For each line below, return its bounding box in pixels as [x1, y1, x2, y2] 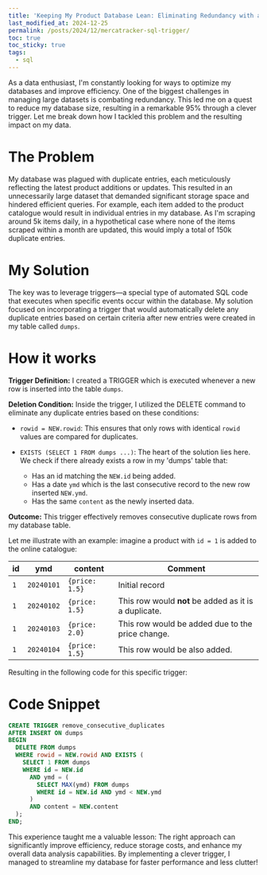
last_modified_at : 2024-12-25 [8, 19, 109, 27]
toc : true [8, 33, 41, 42]
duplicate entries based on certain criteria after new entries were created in [8, 313, 256, 322]
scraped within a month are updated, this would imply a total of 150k [8, 224, 232, 235]
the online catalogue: [8, 544, 78, 554]
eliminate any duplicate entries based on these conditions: [8, 407, 199, 418]
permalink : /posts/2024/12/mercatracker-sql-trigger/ [8, 26, 191, 34]
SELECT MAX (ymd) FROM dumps [37, 780, 130, 788]
